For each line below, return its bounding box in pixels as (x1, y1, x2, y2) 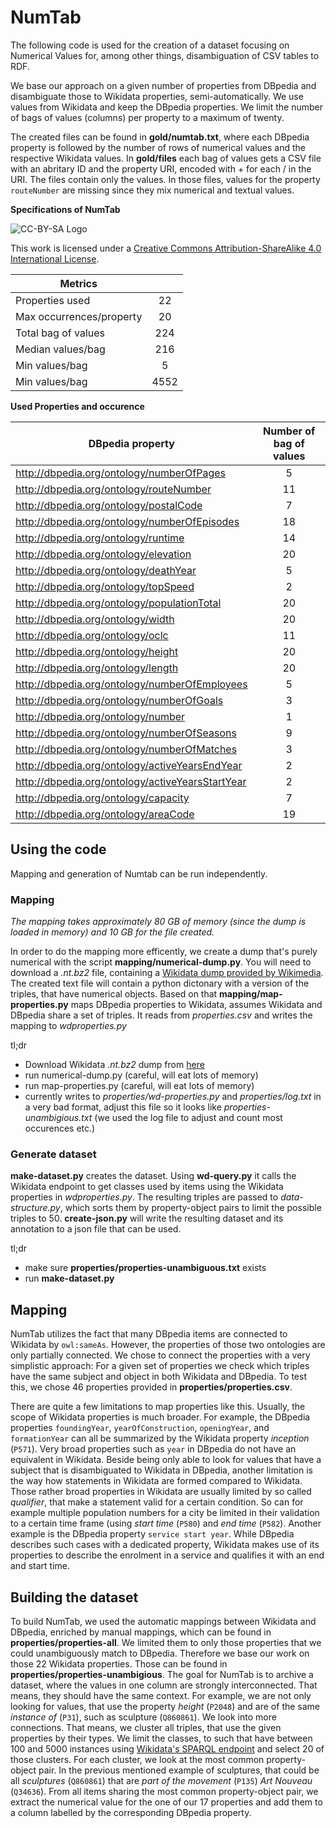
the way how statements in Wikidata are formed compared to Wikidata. (10, 1475, 303, 1487)
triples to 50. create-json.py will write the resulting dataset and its (10, 1212, 284, 1225)
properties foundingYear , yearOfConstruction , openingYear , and (10, 1422, 270, 1434)
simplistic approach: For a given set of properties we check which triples (10, 1360, 310, 1372)
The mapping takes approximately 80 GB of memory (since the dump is (10, 916, 307, 928)
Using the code (10, 841, 107, 858)
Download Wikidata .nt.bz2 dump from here (24, 1059, 205, 1071)
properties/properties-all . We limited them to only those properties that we (10, 1636, 322, 1648)
